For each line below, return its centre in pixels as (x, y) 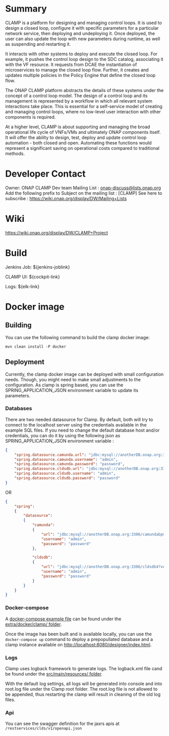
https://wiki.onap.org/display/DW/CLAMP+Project (57, 232)
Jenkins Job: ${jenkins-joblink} (38, 267)
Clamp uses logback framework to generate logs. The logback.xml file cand (84, 668)
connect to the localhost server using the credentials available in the (76, 425)
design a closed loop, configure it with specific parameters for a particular (82, 28)
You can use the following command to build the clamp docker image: (77, 337)
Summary (26, 9)
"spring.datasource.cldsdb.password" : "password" (67, 478)
